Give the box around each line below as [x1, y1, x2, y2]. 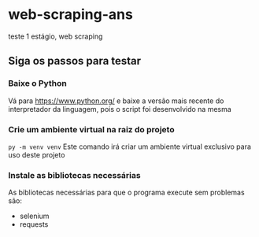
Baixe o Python [8, 78, 67, 89]
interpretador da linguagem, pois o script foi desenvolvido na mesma [8, 104, 232, 113]
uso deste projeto [8, 150, 65, 159]
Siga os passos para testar [8, 54, 142, 68]
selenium [19, 211, 50, 221]
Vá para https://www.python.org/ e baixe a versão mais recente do [8, 96, 224, 106]
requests [19, 220, 49, 229]
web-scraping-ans [8, 6, 134, 24]
